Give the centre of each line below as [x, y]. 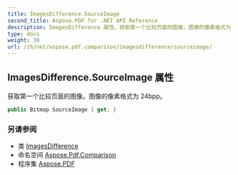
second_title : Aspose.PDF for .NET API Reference [83, 21]
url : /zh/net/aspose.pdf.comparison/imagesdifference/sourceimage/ [110, 47]
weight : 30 [24, 41]
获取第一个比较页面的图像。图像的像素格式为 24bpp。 [87, 96]
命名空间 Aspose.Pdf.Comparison [67, 154]
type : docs [24, 34]
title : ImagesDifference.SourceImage [64, 14]
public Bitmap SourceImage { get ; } [62, 110]
